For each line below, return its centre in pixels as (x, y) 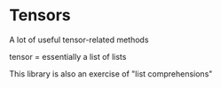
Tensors (40, 15)
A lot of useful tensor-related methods (79, 40)
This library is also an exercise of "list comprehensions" (111, 73)
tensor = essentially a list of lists (68, 56)
